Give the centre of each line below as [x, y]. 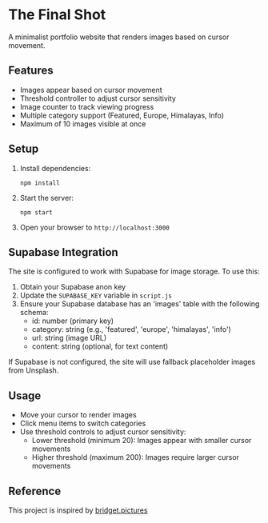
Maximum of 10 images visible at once [83, 124]
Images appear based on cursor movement [91, 90]
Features [31, 71]
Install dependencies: [55, 168]
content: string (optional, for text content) [100, 346]
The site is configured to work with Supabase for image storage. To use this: [134, 271]
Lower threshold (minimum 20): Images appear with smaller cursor [142, 441]
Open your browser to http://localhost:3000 [95, 227]
